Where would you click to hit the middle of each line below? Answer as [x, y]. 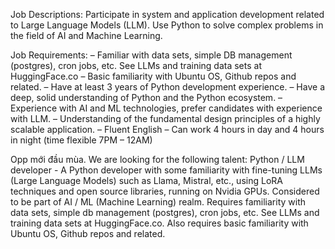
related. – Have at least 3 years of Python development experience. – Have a [167, 87]
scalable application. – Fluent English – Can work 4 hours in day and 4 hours [167, 129]
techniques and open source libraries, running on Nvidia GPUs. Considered [165, 191]
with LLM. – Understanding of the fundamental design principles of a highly [165, 118]
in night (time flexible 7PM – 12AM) [81, 140]
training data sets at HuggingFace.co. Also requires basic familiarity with [159, 223]
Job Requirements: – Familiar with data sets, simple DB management [151, 55]
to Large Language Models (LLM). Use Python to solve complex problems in [167, 25]
